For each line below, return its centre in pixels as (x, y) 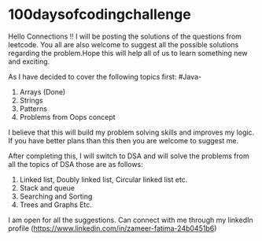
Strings (31, 100)
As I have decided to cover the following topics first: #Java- (105, 76)
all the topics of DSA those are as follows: (76, 164)
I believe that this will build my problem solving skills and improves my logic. (131, 132)
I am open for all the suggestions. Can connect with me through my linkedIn (131, 220)
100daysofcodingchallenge (100, 15)
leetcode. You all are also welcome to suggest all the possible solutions (124, 44)
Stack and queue (47, 187)
